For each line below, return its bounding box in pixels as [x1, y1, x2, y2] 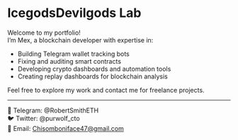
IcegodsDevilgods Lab [7, 5, 142, 21]
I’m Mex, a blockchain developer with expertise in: [7, 35, 154, 44]
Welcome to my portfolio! [7, 28, 81, 37]
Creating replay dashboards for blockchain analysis [17, 72, 168, 81]
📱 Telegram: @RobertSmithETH [7, 106, 99, 115]
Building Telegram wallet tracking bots [17, 49, 130, 58]
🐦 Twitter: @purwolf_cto [7, 114, 80, 122]
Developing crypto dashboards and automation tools [17, 64, 171, 73]
